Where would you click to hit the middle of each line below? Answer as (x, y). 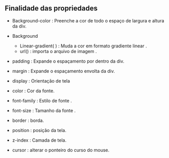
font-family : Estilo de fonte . (42, 100)
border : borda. (28, 120)
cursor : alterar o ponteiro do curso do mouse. (61, 150)
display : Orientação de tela (41, 81)
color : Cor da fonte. (33, 91)
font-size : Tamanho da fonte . (44, 110)
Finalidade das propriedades (51, 8)
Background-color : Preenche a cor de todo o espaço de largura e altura (88, 20)
